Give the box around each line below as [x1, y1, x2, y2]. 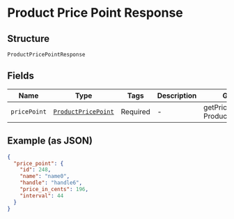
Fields [7, 70, 35, 82]
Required [120, 107, 151, 116]
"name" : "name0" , [19, 173, 70, 180]
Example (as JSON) [7, 135, 93, 147]
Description [157, 91, 197, 100]
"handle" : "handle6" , [19, 179, 82, 186]
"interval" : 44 [19, 192, 64, 199]
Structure [7, 33, 50, 45]
